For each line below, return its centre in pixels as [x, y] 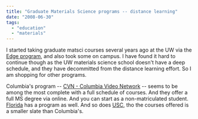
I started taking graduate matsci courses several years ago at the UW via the [99, 50]
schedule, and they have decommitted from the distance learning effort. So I [99, 69]
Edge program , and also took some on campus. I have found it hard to [91, 56]
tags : [13, 22]
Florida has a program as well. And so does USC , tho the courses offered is [98, 105]
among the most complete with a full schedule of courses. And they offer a [97, 93]
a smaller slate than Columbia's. [45, 111]
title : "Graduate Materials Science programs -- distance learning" [92, 11]
